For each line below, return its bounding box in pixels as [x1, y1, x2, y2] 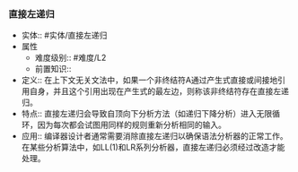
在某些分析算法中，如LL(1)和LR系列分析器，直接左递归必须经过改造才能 [21, 142, 285, 153]
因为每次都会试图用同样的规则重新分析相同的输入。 [37, 119, 226, 131]
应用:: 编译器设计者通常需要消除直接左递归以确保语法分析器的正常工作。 [21, 131, 288, 142]
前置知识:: [34, 64, 72, 74]
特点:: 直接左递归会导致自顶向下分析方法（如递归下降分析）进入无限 [21, 108, 273, 119]
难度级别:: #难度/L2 [34, 52, 107, 64]
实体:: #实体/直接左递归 [21, 30, 108, 41]
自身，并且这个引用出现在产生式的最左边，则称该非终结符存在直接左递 [29, 86, 289, 97]
